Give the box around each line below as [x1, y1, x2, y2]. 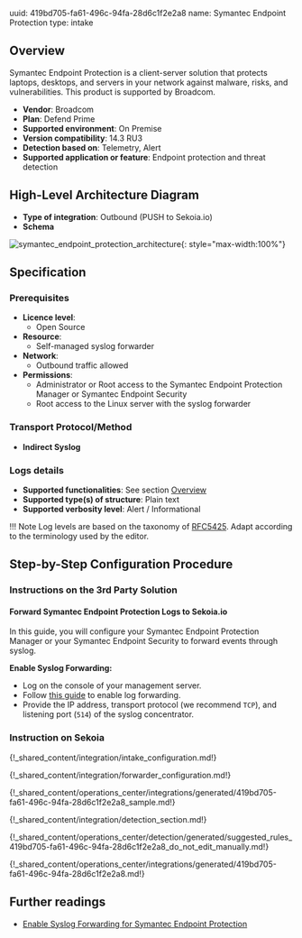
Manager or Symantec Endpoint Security [35, 389, 188, 400]
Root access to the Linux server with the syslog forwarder [35, 399, 252, 409]
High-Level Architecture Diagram [9, 188, 200, 203]
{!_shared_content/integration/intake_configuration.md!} [9, 752, 217, 763]
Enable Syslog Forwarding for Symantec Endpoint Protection [22, 918, 248, 929]
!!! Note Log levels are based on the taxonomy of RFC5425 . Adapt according [9, 520, 293, 531]
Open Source [35, 322, 86, 333]
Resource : [22, 331, 62, 342]
